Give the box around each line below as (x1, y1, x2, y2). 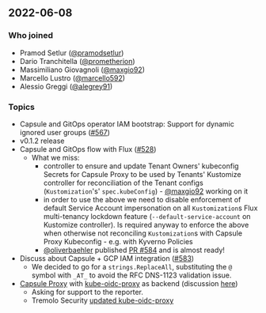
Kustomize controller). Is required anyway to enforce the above (43, 220, 249, 229)
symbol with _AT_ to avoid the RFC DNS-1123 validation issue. (31, 270, 232, 280)
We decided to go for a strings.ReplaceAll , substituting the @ (31, 262, 233, 271)
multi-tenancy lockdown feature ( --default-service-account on (43, 211, 251, 221)
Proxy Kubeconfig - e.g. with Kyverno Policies (43, 236, 193, 246)
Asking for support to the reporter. (31, 287, 144, 296)
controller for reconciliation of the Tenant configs (43, 178, 203, 187)
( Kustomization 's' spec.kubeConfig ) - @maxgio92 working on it (43, 186, 249, 196)
